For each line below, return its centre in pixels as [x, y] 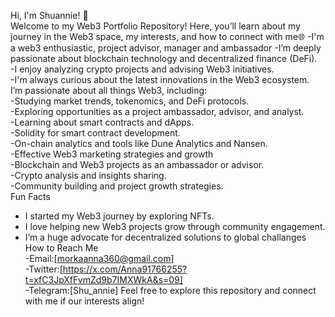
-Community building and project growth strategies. [117, 186]
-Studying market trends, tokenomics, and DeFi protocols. [130, 101]
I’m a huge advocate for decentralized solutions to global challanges [165, 237]
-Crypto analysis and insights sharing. [88, 175]
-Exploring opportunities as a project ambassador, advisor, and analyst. [157, 111]
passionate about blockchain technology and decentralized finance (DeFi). [164, 58]
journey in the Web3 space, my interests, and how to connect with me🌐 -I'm [167, 36]
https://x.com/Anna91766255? [125, 269]
